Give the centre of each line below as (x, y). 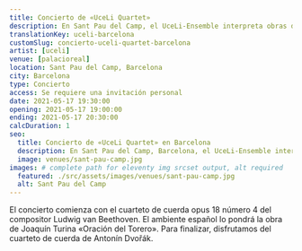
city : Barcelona (40, 76)
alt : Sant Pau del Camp (62, 185)
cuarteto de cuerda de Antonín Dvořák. (81, 238)
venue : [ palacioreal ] (50, 59)
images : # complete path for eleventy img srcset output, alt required (146, 168)
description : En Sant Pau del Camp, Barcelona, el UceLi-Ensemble (144, 151)
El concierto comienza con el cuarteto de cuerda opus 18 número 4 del (141, 210)
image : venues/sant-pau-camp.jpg (80, 159)
